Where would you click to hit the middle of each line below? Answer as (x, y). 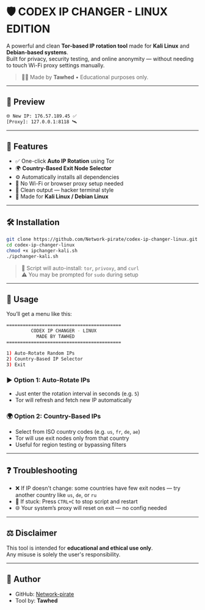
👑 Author (23, 579)
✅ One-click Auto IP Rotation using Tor (65, 161)
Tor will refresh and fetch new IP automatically (74, 400)
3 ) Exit (16, 364)
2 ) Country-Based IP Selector (45, 359)
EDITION (28, 29)
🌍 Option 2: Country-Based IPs (54, 416)
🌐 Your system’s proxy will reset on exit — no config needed (91, 508)
